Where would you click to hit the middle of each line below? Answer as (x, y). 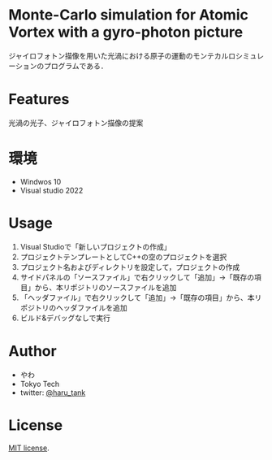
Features (39, 100)
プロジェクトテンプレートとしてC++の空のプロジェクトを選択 (123, 257)
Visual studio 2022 (52, 190)
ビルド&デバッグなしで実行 (65, 318)
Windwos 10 (41, 181)
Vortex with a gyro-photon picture (126, 32)
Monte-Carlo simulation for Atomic (129, 15)
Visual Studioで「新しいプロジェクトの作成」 (95, 246)
